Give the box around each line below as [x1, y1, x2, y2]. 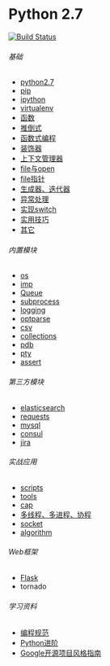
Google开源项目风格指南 [19, 648, 102, 658]
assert [19, 357, 42, 367]
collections [19, 331, 57, 341]
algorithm [19, 527, 53, 537]
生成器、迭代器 [19, 184, 70, 194]
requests [19, 411, 50, 421]
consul [19, 428, 43, 438]
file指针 [19, 174, 45, 184]
